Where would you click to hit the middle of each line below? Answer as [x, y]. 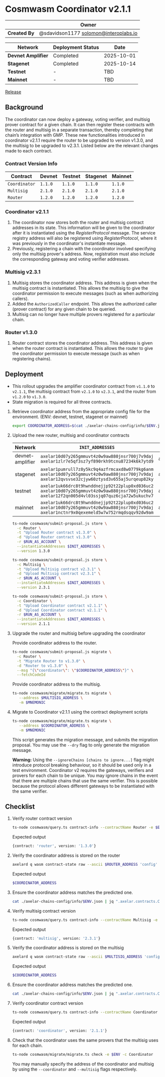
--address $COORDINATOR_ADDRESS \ [54, 726]
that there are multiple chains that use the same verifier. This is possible [85, 780]
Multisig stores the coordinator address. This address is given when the [84, 283]
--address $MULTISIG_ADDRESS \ [51, 698]
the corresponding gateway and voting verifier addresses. [71, 259]
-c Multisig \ [31, 564]
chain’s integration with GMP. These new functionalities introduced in [75, 135]
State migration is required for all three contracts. [62, 402]
